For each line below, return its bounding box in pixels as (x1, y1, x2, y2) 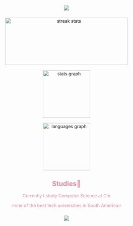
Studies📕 (52, 179, 81, 188)
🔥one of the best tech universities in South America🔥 (11, 202, 122, 208)
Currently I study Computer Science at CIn (22, 192, 111, 199)
